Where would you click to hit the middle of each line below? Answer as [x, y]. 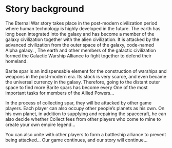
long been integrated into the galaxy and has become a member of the [80, 34]
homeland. [17, 61]
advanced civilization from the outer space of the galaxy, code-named [80, 45]
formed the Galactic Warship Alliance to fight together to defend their [79, 56]
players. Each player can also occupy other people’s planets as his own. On [85, 108]
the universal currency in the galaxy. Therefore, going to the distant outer [83, 82]
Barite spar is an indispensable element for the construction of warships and [86, 71]
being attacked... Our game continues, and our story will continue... [77, 140]
